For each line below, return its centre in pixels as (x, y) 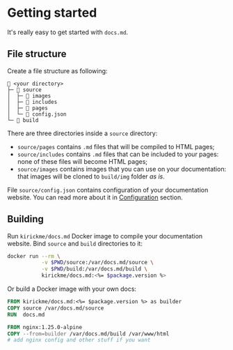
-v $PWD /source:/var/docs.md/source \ (98, 263)
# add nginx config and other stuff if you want (79, 340)
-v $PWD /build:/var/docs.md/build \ (95, 269)
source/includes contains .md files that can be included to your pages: (118, 154)
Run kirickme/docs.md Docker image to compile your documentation (105, 236)
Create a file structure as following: (57, 70)
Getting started (52, 13)
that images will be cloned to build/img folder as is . (91, 176)
